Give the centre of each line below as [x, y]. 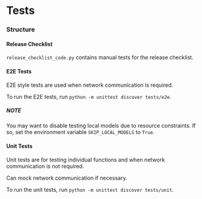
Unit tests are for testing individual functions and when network [86, 160]
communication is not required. [45, 166]
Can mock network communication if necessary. [67, 178]
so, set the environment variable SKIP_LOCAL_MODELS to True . [80, 132]
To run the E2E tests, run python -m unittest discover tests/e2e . [89, 96]
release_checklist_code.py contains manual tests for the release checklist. [100, 58]
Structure [21, 30]
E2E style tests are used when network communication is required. [90, 85]
